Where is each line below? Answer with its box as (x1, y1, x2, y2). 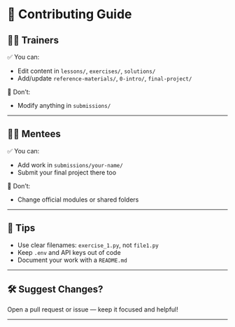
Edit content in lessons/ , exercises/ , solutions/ (17, 67, 156, 75)
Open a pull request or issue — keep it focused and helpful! (7, 305, 178, 314)
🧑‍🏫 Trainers (7, 34, 59, 46)
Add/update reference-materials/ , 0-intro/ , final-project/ (17, 74, 192, 83)
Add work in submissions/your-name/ (17, 160, 124, 169)
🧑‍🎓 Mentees (7, 128, 61, 140)
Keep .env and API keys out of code (17, 248, 121, 256)
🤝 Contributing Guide (7, 6, 132, 22)
